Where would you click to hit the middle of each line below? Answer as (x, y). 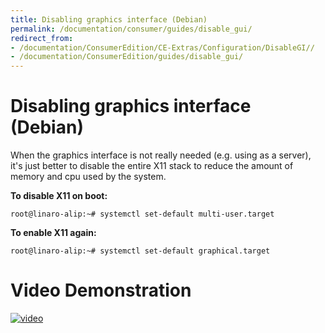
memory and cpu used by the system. (88, 177)
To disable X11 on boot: (59, 196)
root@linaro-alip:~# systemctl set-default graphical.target (140, 251)
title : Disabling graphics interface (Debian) (109, 19)
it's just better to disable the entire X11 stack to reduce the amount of (152, 166)
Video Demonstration (101, 290)
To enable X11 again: (53, 233)
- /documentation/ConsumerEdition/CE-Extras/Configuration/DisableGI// (162, 47)
